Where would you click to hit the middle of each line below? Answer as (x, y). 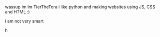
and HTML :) (17, 12)
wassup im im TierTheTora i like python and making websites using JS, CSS (80, 7)
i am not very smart (24, 21)
